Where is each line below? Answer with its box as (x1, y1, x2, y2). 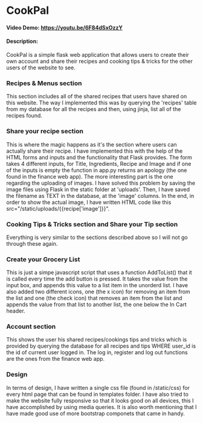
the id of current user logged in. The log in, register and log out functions (6, 349, 188, 356)
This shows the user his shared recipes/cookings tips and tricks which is (6, 336, 187, 343)
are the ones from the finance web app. (6, 355, 105, 363)
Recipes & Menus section (6, 79, 82, 87)
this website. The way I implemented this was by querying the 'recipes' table (6, 99, 198, 106)
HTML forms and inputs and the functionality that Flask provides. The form (6, 153, 192, 161)
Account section (6, 322, 56, 331)
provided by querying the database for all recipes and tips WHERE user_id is (6, 342, 196, 350)
